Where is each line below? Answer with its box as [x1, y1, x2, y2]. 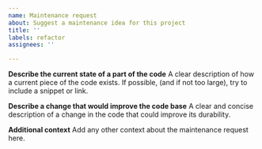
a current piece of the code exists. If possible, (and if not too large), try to [8, 78, 248, 88]
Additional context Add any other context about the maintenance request [8, 125, 249, 135]
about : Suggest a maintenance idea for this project [8, 19, 186, 27]
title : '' [8, 26, 41, 34]
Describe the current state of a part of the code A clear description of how [8, 69, 255, 79]
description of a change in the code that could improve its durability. [8, 110, 231, 119]
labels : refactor [8, 33, 66, 42]
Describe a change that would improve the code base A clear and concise [8, 102, 254, 111]
